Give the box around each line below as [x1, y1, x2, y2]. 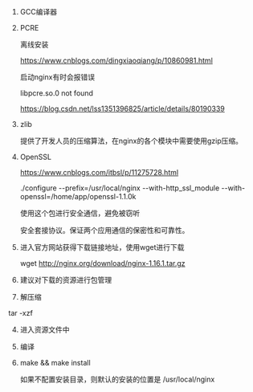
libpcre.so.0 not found [19, 88, 94, 98]
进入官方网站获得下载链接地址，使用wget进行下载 [19, 243, 185, 251]
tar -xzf [8, 308, 34, 317]
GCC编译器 [19, 7, 58, 16]
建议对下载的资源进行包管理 [19, 276, 112, 284]
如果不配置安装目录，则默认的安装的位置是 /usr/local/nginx [19, 374, 215, 384]
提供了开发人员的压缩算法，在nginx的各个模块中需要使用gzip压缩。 [19, 136, 243, 145]
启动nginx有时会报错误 [19, 72, 95, 82]
